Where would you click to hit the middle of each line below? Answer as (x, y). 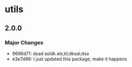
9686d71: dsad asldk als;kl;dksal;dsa (51, 53)
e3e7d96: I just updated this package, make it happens (70, 59)
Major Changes (24, 43)
